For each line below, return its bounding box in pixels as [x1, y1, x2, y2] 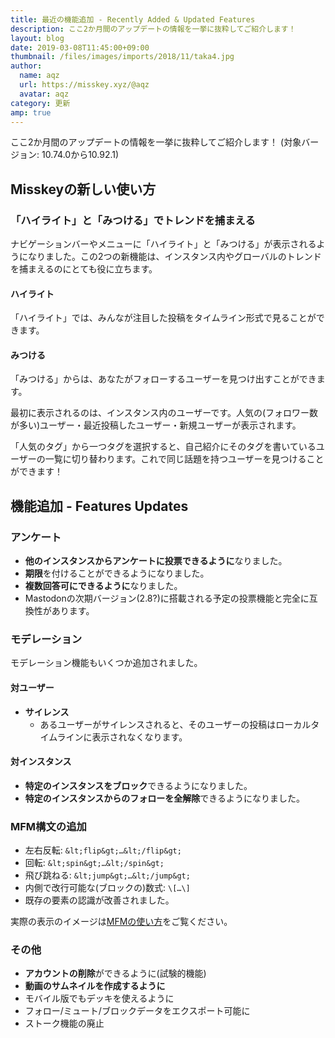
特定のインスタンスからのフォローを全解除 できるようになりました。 [24, 792, 305, 804]
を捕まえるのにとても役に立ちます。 [10, 263, 158, 275]
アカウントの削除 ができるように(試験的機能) [24, 967, 207, 980]
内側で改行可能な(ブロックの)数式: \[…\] [24, 882, 191, 894]
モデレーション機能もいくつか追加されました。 [10, 657, 203, 669]
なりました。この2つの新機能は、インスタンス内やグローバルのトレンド [27, 251, 322, 263]
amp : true [10, 107, 52, 118]
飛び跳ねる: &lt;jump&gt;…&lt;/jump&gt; [24, 869, 191, 881]
